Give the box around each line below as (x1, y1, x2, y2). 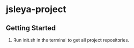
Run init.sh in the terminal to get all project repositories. (13, 37, 129, 43)
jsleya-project (6, 4, 67, 15)
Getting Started (6, 24, 56, 32)
